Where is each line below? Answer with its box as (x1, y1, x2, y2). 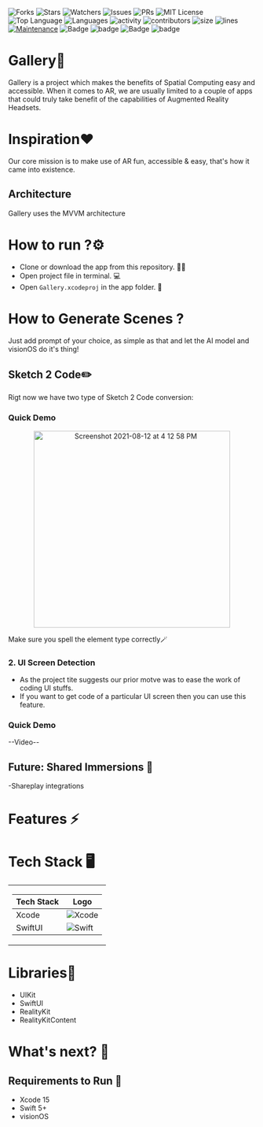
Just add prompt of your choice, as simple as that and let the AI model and (8, 335, 250, 345)
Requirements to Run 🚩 (8, 1074, 122, 1088)
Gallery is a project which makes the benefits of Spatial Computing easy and (8, 77, 255, 87)
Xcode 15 (19, 1095, 50, 1105)
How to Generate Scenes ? (8, 309, 184, 327)
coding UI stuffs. (19, 683, 74, 693)
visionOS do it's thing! (8, 344, 79, 353)
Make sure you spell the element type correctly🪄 (8, 634, 168, 644)
